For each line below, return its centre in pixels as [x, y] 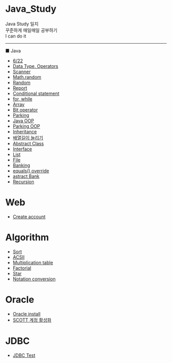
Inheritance [25, 131]
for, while [23, 99]
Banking [21, 165]
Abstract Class [28, 143]
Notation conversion [34, 279]
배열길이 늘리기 [28, 138]
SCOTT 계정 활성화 [32, 320]
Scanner [21, 71]
